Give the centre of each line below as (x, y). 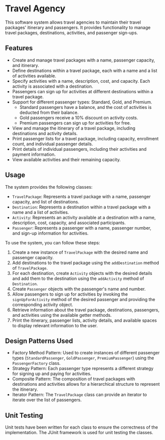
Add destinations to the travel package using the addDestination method (86, 263)
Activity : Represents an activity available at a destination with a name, (84, 217)
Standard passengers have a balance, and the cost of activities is (85, 107)
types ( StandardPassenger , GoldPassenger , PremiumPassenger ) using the (83, 358)
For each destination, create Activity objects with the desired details (82, 273)
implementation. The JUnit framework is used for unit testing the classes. (79, 433)
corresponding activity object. (43, 305)
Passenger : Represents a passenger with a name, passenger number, (82, 228)
